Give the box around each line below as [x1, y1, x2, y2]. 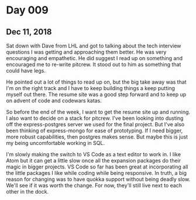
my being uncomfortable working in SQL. [6, 140, 105, 146]
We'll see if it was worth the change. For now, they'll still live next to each [6, 182, 183, 189]
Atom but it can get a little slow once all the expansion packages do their [6, 157, 181, 164]
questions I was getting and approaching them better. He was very [6, 49, 167, 56]
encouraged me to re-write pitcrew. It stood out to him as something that [6, 61, 181, 68]
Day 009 [6, 4, 49, 17]
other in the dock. [6, 188, 49, 195]
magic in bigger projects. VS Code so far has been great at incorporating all [6, 163, 188, 170]
